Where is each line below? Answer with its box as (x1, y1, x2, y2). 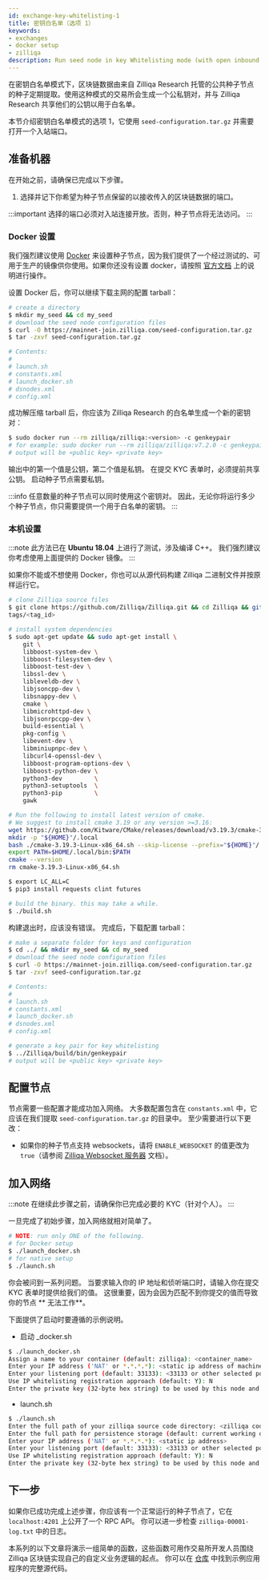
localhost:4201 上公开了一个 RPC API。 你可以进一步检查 (8, 1516, 198, 1526)
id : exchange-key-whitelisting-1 (8, 11, 120, 20)
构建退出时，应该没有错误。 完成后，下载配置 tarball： (8, 923, 188, 932)
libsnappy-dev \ (22, 692, 78, 701)
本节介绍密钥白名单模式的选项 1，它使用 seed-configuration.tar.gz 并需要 (8, 116, 255, 126)
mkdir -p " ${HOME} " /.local (8, 834, 98, 842)
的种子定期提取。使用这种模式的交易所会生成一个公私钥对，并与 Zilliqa (8, 89, 240, 98)
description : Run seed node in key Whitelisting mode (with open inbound (8, 57, 260, 65)
